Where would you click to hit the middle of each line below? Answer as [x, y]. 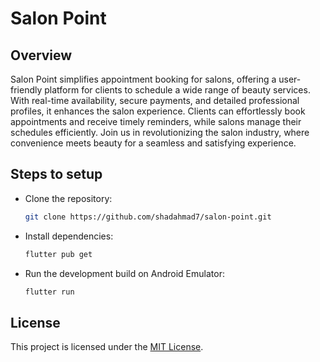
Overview [41, 55]
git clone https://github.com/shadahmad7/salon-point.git [148, 217]
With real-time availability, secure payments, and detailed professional [155, 100]
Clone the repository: [68, 198]
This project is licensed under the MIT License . [107, 347]
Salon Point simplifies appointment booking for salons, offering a [143, 79]
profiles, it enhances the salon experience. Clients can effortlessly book [158, 111]
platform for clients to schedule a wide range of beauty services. [177, 90]
